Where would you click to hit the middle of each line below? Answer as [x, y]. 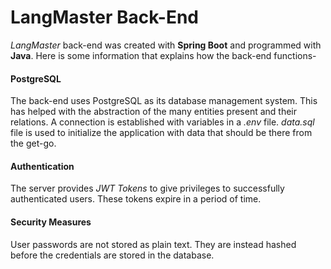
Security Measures [51, 222]
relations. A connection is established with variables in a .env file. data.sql [162, 122]
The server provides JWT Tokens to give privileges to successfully [147, 188]
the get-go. [33, 143]
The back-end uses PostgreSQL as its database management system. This [164, 101]
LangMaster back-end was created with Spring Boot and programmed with [166, 45]
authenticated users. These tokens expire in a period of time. [136, 199]
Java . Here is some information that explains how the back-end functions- [163, 55]
